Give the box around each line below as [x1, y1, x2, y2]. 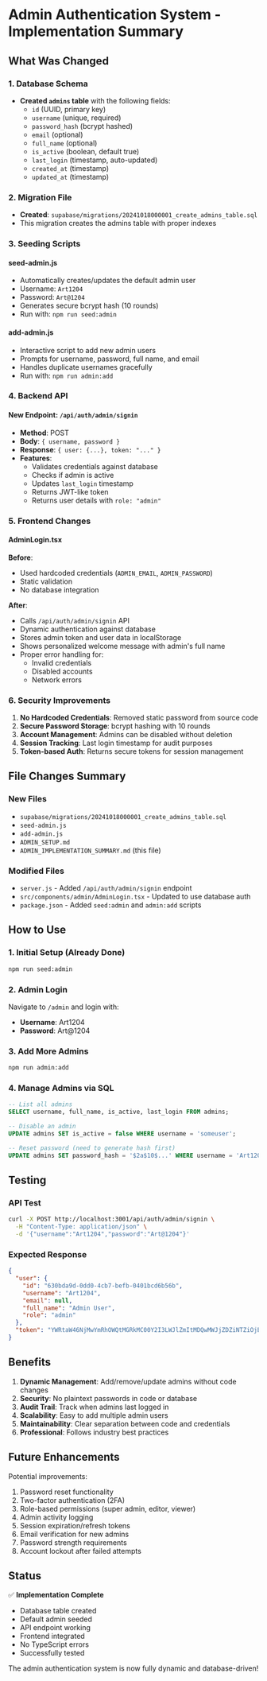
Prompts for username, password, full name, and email [19, 354, 199, 363]
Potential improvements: [8, 1471, 88, 1481]
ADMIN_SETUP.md [19, 838, 71, 846]
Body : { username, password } [19, 436, 121, 446]
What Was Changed [8, 54, 110, 68]
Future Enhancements [8, 1450, 121, 1464]
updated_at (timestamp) [31, 172, 110, 181]
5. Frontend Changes [8, 515, 91, 526]
